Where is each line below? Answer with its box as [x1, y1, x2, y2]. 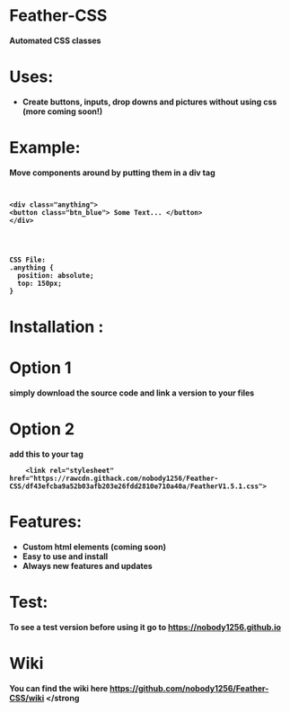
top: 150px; [17, 279, 63, 288]
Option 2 [9, 419, 75, 440]
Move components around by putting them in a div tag [9, 167, 215, 178]
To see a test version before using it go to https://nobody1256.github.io [9, 621, 281, 632]
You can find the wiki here [9, 682, 109, 693]
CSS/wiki [9, 692, 45, 703]
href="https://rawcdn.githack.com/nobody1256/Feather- [9, 474, 219, 483]
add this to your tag [9, 449, 83, 459]
